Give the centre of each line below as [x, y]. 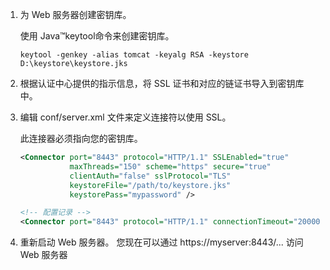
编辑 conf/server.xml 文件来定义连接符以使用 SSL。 [125, 117]
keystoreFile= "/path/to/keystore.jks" [150, 185]
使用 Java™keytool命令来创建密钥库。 [97, 36]
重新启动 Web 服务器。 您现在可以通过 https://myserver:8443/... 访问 [161, 242]
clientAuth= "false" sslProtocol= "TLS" [150, 176]
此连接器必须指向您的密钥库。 [81, 138]
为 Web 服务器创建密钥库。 [75, 14]
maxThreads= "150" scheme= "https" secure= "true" [170, 166]
